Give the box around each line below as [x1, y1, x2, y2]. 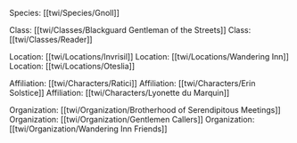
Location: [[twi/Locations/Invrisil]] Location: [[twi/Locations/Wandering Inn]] [9, 52, 290, 61]
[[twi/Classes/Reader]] [9, 35, 93, 44]
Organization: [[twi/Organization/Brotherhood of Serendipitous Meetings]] [9, 105, 281, 115]
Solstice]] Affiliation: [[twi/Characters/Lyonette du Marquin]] [9, 88, 230, 98]
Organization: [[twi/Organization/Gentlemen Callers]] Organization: [9, 115, 255, 124]
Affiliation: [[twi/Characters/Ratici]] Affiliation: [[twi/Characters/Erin [9, 78, 256, 88]
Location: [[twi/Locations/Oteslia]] [9, 61, 136, 71]
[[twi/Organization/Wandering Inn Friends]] [9, 123, 168, 134]
